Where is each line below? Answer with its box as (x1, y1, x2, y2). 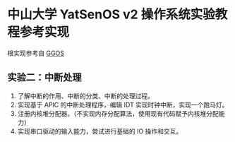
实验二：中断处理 (7, 71, 82, 83)
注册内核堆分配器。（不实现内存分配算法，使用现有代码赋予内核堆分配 (17, 109, 219, 117)
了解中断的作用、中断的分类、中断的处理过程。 (17, 91, 154, 100)
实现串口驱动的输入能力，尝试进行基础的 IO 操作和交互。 (17, 126, 183, 135)
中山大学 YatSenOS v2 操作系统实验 (7, 6, 215, 23)
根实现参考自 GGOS (7, 49, 65, 57)
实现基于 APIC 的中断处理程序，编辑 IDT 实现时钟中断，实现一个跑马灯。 (17, 100, 229, 109)
